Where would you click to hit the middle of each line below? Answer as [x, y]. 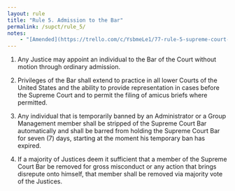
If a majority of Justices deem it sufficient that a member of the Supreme [122, 159]
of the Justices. [40, 181]
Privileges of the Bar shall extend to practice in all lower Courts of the [117, 80]
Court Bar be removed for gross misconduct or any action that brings [117, 167]
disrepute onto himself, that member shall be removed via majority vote [120, 174]
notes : [17, 33]
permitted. [32, 102]
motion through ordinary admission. [69, 67]
